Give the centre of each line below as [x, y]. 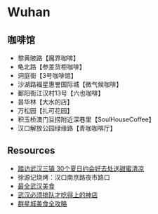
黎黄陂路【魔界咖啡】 [48, 58]
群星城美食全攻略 [42, 203]
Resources [31, 151]
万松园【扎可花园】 [45, 111]
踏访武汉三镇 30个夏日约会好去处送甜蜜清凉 [81, 168]
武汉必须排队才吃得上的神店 [58, 194]
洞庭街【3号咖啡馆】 [47, 75]
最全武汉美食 [36, 186]
